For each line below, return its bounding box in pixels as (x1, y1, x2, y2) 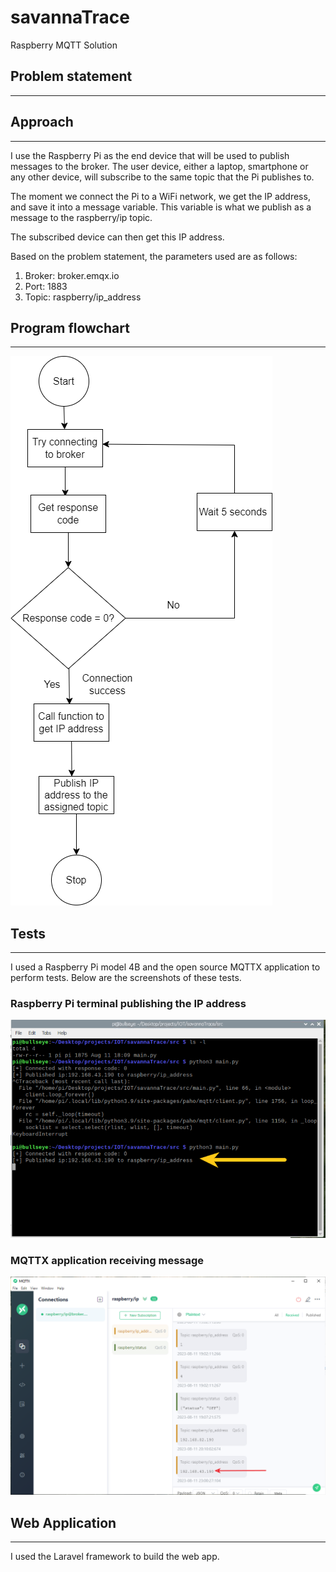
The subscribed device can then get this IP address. (10, 231, 225, 243)
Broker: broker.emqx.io (24, 269, 120, 281)
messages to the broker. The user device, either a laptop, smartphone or (10, 160, 309, 172)
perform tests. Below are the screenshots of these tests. (10, 972, 242, 984)
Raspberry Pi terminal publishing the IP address (10, 997, 247, 1011)
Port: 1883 (24, 280, 68, 292)
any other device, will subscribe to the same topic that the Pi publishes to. (10, 171, 315, 183)
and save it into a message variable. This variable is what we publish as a (10, 201, 312, 213)
